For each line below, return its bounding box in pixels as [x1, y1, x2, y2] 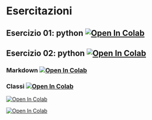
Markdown [6, 66, 38, 74]
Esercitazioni [6, 4, 73, 18]
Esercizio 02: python [6, 48, 85, 58]
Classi [6, 82, 25, 90]
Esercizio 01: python [6, 28, 83, 38]
